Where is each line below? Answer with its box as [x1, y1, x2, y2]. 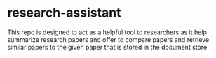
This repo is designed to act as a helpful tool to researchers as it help [7, 28, 207, 36]
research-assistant [7, 5, 121, 21]
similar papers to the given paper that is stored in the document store [7, 43, 208, 51]
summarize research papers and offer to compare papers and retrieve [7, 35, 210, 43]
